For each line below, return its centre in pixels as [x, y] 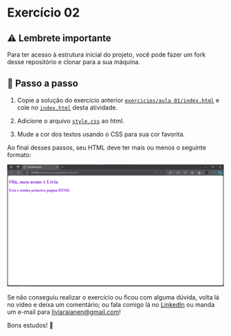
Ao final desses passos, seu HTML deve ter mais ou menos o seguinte [107, 147]
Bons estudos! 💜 [30, 325]
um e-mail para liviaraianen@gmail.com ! [64, 312]
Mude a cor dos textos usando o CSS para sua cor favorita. [101, 134]
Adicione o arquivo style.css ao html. [71, 120]
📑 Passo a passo [43, 84]
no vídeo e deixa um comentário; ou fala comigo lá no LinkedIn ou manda [111, 304]
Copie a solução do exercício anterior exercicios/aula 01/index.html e [118, 100]
